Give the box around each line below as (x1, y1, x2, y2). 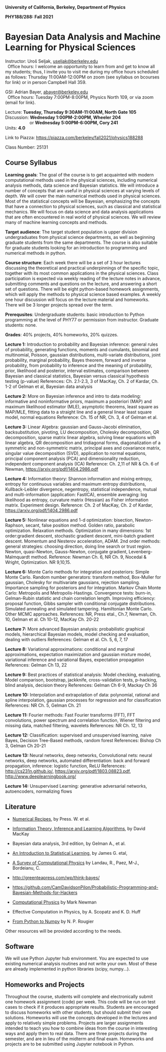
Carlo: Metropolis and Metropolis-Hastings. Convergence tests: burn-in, (5, 590, 152, 596)
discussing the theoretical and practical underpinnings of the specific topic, (5, 265, 160, 271)
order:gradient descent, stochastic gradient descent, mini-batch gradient (5, 532, 155, 538)
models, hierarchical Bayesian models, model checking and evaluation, (5, 631, 150, 637)
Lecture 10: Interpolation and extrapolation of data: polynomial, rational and (5, 691, 160, 697)
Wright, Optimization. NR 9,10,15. (5, 559, 71, 565)
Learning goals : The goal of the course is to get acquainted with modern (5, 171, 154, 178)
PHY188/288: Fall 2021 (5, 14, 54, 19)
